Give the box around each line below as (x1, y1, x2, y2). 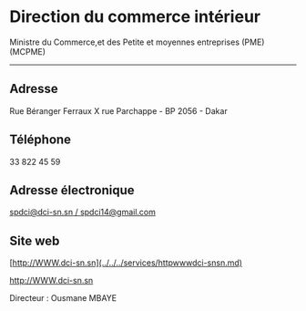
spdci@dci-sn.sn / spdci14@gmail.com (9, 207, 157, 218)
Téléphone (9, 132, 71, 148)
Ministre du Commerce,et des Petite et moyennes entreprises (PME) (9, 36, 265, 47)
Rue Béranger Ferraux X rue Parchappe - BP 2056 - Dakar (9, 105, 228, 116)
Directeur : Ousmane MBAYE (9, 293, 117, 304)
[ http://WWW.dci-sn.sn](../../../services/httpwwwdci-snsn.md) (9, 257, 243, 268)
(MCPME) (9, 46, 46, 57)
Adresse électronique (9, 182, 135, 198)
